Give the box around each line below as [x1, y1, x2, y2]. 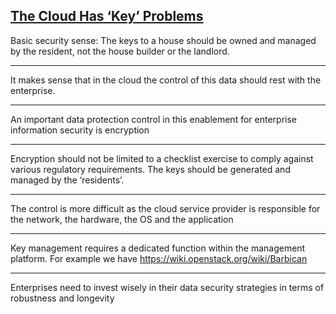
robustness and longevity [10, 292, 115, 304]
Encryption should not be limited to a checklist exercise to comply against [10, 152, 314, 164]
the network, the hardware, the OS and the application [10, 213, 234, 225]
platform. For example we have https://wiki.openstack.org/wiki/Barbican [10, 252, 308, 264]
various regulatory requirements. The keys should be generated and [10, 163, 291, 175]
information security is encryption [10, 124, 150, 136]
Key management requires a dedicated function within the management [10, 242, 306, 254]
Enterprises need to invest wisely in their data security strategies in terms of [10, 281, 325, 293]
